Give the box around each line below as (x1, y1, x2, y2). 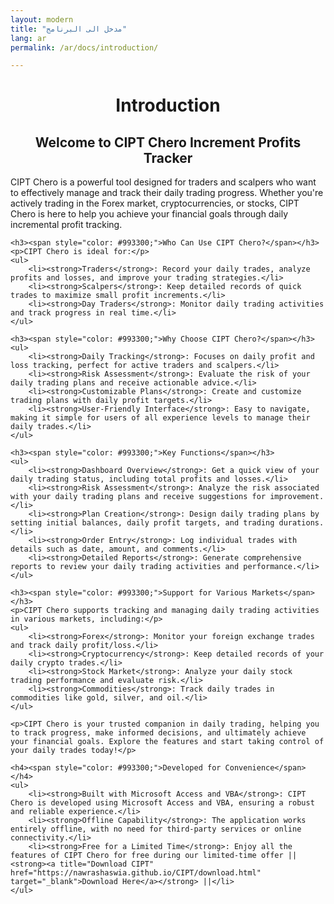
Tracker (143, 149, 193, 166)
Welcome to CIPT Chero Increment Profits (34, 134, 302, 151)
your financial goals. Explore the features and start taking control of (10, 737, 325, 747)
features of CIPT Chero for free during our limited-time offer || (10, 851, 298, 861)
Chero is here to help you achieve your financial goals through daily (10, 208, 289, 220)
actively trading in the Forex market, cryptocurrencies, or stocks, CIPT (10, 197, 300, 210)
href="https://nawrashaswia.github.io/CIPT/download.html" (10, 868, 262, 878)
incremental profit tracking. (10, 219, 123, 231)
